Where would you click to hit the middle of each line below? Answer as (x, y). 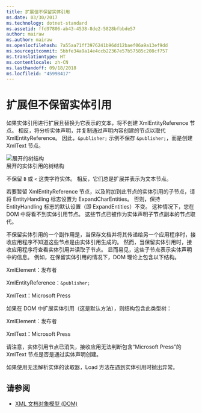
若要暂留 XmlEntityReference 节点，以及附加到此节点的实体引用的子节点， (98, 192)
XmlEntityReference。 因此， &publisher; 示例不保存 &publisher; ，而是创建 (99, 138)
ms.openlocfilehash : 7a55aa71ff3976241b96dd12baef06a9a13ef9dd (87, 46)
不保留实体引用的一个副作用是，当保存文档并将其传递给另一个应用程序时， (98, 235)
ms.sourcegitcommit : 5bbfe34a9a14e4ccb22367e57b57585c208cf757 (87, 51)
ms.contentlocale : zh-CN (37, 62)
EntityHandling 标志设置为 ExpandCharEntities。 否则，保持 (87, 199)
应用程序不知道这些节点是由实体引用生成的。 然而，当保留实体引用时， (99, 242)
